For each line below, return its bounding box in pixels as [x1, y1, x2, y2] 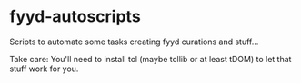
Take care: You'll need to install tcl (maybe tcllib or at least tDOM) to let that [9, 53, 292, 64]
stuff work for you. [9, 63, 79, 74]
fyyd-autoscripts [9, 6, 141, 27]
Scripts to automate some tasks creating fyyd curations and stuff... [9, 36, 259, 47]
